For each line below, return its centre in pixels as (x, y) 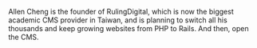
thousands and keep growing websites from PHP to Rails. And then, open (128, 28)
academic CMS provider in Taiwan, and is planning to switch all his (118, 20)
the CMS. (24, 37)
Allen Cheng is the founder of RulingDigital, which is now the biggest (121, 12)
